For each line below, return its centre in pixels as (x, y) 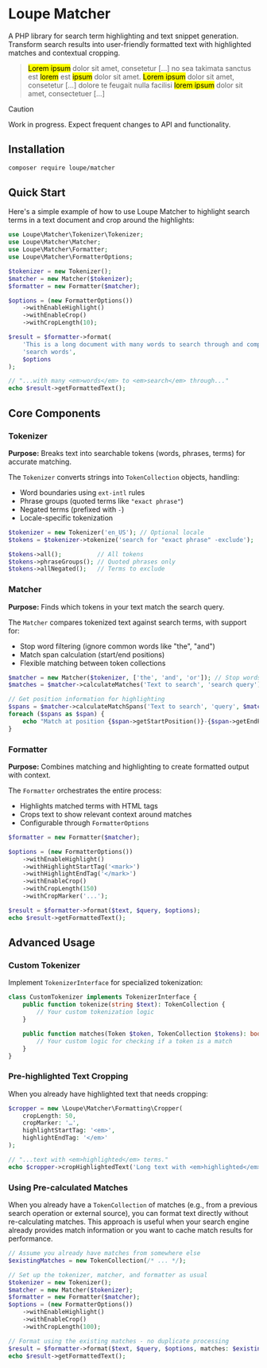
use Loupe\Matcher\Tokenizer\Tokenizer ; (76, 235)
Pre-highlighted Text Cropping (68, 1077)
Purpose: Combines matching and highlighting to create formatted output (129, 766)
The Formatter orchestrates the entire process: (85, 790)
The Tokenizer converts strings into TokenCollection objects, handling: (124, 477)
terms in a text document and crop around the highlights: (101, 220)
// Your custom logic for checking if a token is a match (135, 1041)
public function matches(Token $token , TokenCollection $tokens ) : (135, 1034)
